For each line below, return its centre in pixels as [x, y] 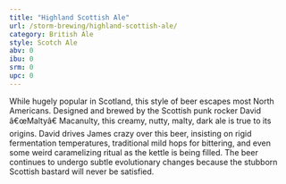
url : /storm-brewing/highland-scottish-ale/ [93, 26]
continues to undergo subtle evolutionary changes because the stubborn [143, 162]
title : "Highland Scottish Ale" [69, 17]
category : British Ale [51, 34]
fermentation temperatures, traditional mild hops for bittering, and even [140, 143]
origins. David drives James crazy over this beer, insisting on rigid [130, 133]
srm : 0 [21, 68]
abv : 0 [21, 51]
